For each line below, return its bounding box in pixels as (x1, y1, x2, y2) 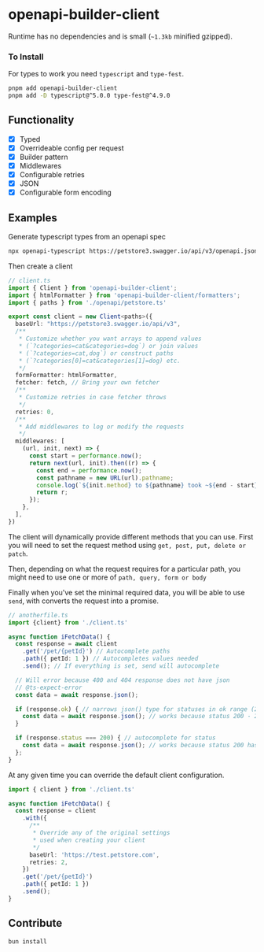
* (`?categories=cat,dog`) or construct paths (18, 349, 174, 357)
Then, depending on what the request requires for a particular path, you (8, 564, 241, 573)
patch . (8, 549, 28, 558)
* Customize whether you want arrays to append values (18, 335, 202, 343)
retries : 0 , (15, 408, 55, 416)
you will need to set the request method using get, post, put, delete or (8, 540, 246, 550)
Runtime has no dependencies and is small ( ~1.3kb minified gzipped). (8, 31, 233, 41)
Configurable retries (19, 170, 85, 180)
